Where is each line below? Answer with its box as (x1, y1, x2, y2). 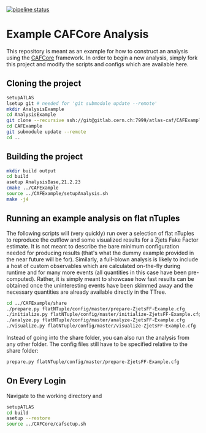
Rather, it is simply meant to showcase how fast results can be (36, 275, 194, 282)
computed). (6, 275, 36, 282)
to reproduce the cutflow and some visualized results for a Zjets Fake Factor (6, 236, 199, 243)
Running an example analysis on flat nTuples (6, 213, 180, 224)
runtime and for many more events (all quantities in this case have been (6, 269, 187, 276)
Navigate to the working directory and (6, 392, 102, 399)
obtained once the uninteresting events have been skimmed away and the (6, 282, 193, 289)
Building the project (6, 151, 83, 162)
